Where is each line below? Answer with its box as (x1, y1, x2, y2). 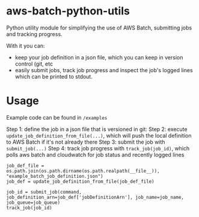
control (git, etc (14, 60, 53, 67)
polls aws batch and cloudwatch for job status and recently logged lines (6, 151, 185, 158)
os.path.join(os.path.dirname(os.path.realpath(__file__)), (6, 168, 161, 174)
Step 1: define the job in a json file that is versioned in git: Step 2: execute (6, 125, 188, 133)
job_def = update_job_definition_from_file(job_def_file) (6, 179, 155, 185)
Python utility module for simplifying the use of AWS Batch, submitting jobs (6, 24, 192, 31)
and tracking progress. (6, 30, 63, 37)
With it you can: (6, 42, 45, 49)
